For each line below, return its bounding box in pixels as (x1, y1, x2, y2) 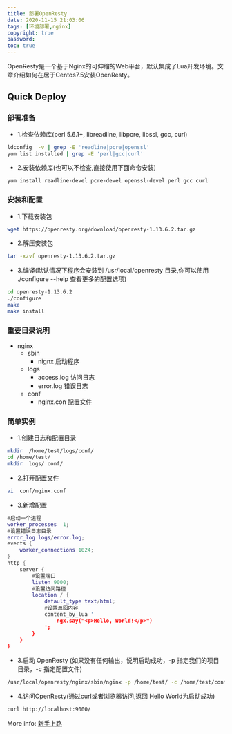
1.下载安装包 (17, 212, 52, 220)
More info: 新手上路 (7, 719, 62, 728)
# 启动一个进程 (7, 514, 41, 521)
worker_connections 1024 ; (19, 547, 95, 554)
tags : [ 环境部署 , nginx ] (7, 23, 71, 30)
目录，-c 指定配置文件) (17, 665, 83, 673)
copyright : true (7, 29, 54, 37)
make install (7, 308, 45, 315)
